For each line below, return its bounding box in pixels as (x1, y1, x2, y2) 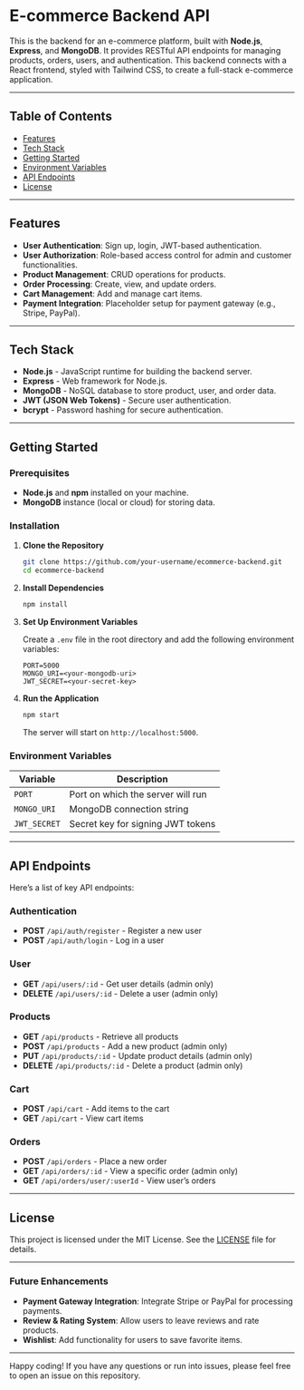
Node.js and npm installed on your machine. (22, 487, 189, 499)
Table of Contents (9, 109, 113, 124)
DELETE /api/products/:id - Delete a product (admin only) (22, 1060, 243, 1071)
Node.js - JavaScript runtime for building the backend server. (22, 366, 253, 377)
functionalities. (22, 259, 79, 270)
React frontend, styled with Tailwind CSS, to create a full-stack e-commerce (9, 64, 294, 75)
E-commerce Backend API (9, 5, 211, 26)
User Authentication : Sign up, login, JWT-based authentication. (22, 239, 262, 250)
